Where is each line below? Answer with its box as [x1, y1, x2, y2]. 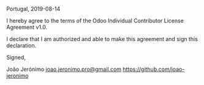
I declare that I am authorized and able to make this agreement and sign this [6, 35, 198, 42]
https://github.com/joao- [122, 65, 185, 73]
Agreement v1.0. [6, 24, 48, 31]
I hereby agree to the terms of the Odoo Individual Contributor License [6, 17, 184, 24]
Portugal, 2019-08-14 [6, 6, 61, 12]
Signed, [6, 54, 26, 61]
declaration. [6, 42, 37, 49]
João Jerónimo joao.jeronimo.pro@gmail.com [6, 65, 121, 73]
